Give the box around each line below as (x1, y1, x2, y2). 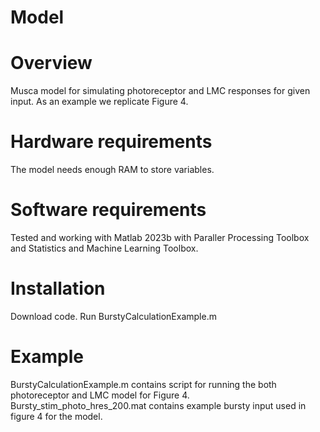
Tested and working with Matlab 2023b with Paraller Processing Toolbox (10, 232, 310, 243)
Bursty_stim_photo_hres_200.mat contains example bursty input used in (10, 399, 307, 411)
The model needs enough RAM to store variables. (10, 164, 215, 176)
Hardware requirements (10, 131, 213, 153)
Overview (10, 52, 93, 75)
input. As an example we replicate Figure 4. (10, 96, 189, 108)
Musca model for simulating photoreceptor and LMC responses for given (10, 85, 311, 97)
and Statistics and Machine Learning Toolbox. (10, 242, 199, 254)
